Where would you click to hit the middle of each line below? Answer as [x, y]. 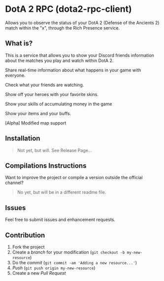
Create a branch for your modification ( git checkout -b [68, 252]
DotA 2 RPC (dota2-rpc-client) [68, 9]
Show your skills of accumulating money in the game [59, 104]
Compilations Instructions [46, 166]
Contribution [25, 235]
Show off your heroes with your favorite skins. [52, 94]
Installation [23, 139]
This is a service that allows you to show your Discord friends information [80, 55]
